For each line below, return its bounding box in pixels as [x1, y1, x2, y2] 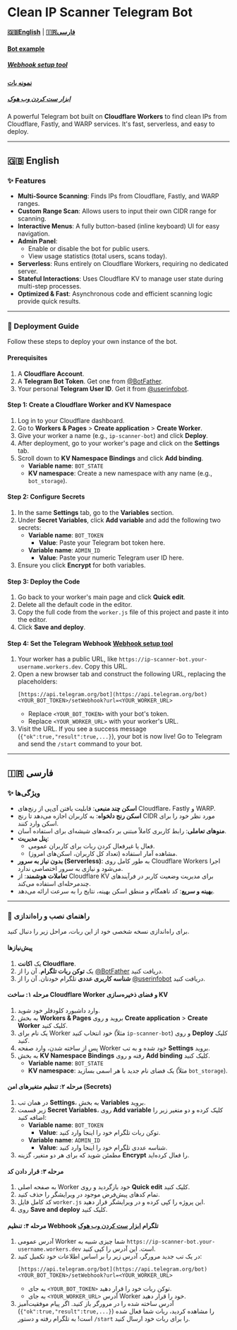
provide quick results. [17, 297, 81, 306]
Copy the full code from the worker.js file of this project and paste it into [17, 608, 229, 616]
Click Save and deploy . [17, 623, 86, 632]
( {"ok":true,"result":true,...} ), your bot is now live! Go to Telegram [17, 732, 222, 741]
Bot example [7, 44, 45, 53]
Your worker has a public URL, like [17, 655, 118, 664]
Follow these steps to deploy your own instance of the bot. [7, 337, 178, 346]
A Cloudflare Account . [17, 369, 85, 378]
